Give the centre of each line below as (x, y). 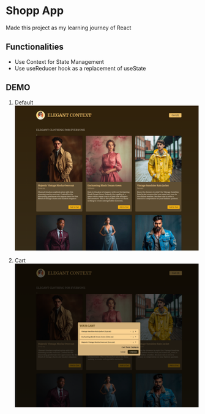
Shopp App (35, 11)
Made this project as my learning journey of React (69, 28)
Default (24, 102)
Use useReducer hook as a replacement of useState (80, 68)
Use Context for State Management (59, 61)
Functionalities (35, 47)
